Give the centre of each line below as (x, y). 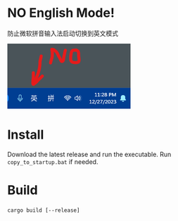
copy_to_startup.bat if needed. (53, 162)
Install (26, 135)
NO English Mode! (61, 13)
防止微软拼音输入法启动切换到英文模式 (63, 33)
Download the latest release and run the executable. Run (89, 154)
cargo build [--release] (44, 210)
